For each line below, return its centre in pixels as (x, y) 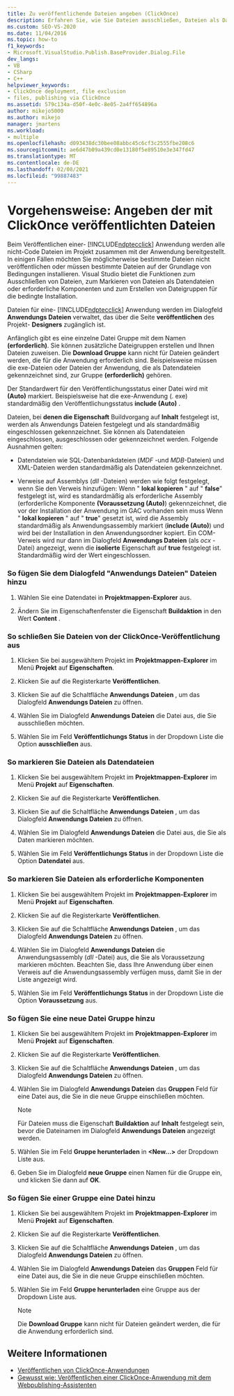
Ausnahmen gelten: (35, 446)
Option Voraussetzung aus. (57, 1000)
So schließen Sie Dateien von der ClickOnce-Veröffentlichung (114, 636)
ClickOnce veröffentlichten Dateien (111, 225)
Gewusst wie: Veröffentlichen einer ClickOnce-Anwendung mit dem (114, 1378)
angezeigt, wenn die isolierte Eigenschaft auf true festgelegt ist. (128, 548)
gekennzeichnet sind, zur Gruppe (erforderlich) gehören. (89, 375)
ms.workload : (26, 130)
